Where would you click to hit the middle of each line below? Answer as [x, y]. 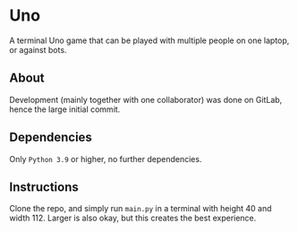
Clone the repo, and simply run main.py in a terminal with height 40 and [140, 209]
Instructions [44, 187]
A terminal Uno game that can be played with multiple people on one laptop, [149, 40]
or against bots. [38, 49]
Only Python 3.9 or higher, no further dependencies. [106, 159]
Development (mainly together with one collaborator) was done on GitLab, [146, 99]
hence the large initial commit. [65, 109]
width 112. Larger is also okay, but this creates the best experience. [133, 218]
